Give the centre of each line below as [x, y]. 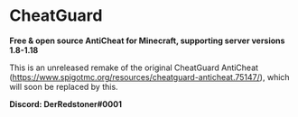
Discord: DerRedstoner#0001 [65, 103]
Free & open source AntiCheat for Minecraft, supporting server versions [147, 40]
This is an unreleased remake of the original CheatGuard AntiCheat [134, 67]
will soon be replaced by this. [64, 86]
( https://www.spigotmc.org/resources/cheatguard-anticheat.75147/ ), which [150, 76]
